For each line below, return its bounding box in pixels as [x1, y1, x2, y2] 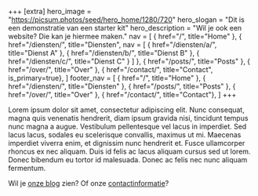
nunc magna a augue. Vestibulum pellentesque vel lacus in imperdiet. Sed [8, 122, 247, 131]
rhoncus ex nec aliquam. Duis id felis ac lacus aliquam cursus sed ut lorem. [8, 147, 251, 156]
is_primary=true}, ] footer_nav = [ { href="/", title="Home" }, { [8, 74, 206, 82]
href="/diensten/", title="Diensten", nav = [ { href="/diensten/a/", [8, 40, 217, 49]
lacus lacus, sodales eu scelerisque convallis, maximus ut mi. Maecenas [8, 130, 242, 140]
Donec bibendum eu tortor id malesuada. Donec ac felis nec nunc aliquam [8, 155, 248, 164]
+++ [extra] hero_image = [8, 7, 92, 16]
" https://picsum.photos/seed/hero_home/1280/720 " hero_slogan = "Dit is [8, 15, 245, 24]
